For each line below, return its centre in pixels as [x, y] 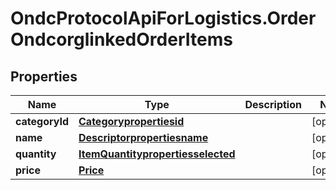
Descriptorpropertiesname [143, 137]
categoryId [42, 121]
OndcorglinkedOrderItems [121, 39]
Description [273, 104]
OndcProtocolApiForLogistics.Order [163, 18]
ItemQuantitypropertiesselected [157, 154]
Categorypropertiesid [131, 121]
